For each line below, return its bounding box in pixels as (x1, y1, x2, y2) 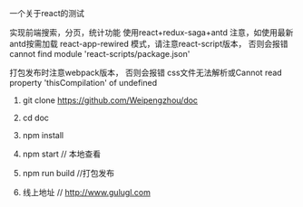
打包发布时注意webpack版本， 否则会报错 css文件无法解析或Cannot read (9, 67, 283, 78)
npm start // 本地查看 (22, 148, 102, 159)
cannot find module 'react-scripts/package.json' (9, 49, 191, 59)
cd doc (22, 112, 50, 123)
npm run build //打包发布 (22, 168, 115, 178)
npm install (22, 130, 64, 140)
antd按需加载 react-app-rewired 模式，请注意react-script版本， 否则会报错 (9, 39, 288, 49)
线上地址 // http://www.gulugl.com (22, 187, 151, 197)
